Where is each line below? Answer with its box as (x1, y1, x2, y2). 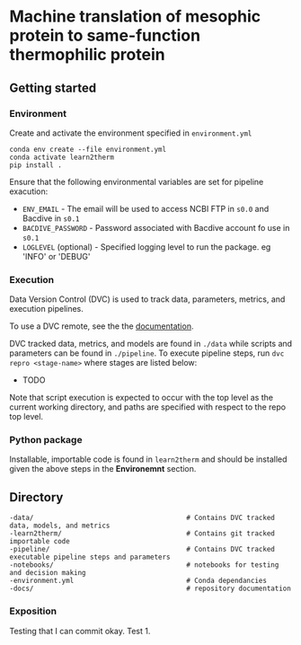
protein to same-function (9, 25, 200, 46)
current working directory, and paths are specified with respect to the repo (9, 402, 286, 412)
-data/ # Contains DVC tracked (9, 514, 276, 523)
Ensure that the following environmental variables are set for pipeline (9, 176, 264, 187)
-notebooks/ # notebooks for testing (9, 561, 279, 570)
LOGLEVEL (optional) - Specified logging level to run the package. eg (22, 241, 271, 252)
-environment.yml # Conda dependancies (9, 577, 268, 586)
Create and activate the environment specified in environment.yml (9, 128, 252, 138)
